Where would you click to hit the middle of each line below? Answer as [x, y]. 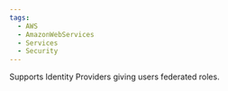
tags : [19, 18]
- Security [38, 51]
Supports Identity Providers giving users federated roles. [114, 77]
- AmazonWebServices [56, 34]
